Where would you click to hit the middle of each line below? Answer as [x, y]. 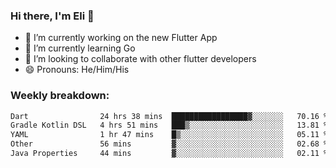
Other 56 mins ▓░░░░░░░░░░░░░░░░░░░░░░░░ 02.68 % [169, 144]
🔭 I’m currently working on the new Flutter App [121, 38]
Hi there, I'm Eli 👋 [52, 16]
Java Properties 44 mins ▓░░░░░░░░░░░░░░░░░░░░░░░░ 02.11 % [169, 154]
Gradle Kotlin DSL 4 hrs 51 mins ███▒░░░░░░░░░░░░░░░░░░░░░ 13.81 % [169, 125]
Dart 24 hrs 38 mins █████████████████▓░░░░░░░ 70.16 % [169, 116]
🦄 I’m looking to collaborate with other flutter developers [140, 59]
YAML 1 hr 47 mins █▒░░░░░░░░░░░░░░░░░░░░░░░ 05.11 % [169, 135]
